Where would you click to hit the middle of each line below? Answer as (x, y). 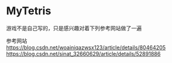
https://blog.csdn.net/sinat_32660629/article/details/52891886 (83, 53)
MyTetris (29, 11)
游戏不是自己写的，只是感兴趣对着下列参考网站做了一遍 (74, 28)
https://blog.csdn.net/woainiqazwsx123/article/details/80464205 (86, 47)
